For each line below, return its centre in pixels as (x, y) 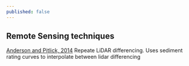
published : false (28, 12)
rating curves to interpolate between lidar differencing (73, 57)
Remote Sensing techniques (60, 36)
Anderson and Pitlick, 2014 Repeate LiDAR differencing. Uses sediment (94, 50)
